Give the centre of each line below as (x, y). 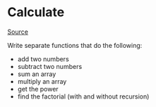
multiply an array (42, 81)
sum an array (37, 74)
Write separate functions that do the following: (75, 45)
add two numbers (43, 59)
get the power (38, 89)
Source (18, 32)
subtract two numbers (50, 66)
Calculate (36, 12)
